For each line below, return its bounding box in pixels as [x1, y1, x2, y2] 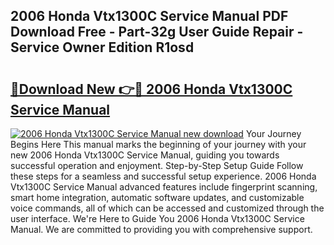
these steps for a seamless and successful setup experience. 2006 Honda [10, 170, 317, 182]
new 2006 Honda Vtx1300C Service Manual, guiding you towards [10, 149, 280, 161]
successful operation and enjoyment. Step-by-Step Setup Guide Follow [10, 160, 304, 171]
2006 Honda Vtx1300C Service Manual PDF [10, 8, 289, 25]
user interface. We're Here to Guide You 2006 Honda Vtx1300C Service [10, 213, 305, 224]
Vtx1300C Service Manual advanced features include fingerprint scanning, [10, 181, 318, 193]
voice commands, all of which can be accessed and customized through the [10, 202, 325, 214]
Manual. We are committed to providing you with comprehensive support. [10, 224, 313, 235]
